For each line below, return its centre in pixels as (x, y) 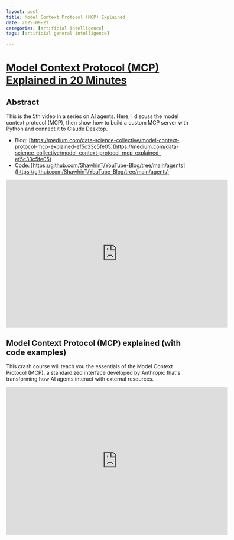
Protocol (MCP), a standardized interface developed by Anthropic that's (93, 372)
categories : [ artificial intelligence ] (55, 28)
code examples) (36, 352)
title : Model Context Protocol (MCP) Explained (66, 17)
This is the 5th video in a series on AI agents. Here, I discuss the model (92, 116)
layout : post (22, 12)
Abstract (23, 102)
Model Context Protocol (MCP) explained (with (94, 343)
